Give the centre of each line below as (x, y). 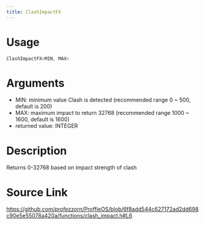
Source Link (37, 192)
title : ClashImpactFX (34, 12)
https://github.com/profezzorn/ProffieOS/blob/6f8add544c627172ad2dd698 (103, 209)
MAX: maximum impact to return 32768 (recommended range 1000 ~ (102, 113)
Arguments (36, 83)
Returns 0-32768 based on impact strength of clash (72, 168)
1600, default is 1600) (42, 119)
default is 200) (34, 106)
